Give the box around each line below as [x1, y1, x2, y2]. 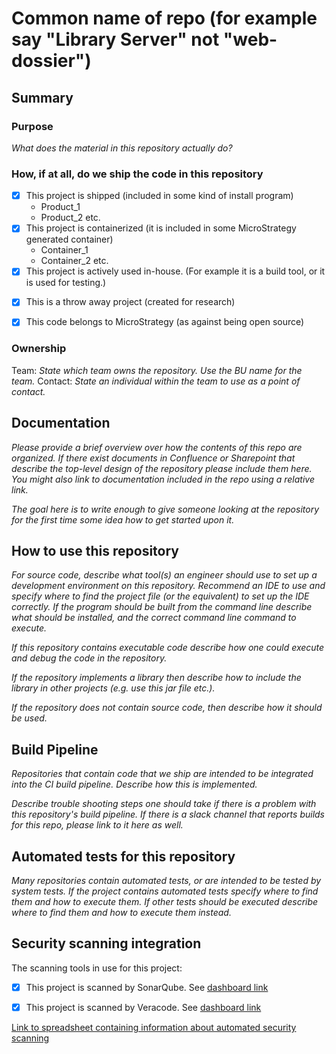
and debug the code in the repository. [11, 652, 168, 664]
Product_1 [40, 201, 81, 213]
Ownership [11, 342, 67, 356]
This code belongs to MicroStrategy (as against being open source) [25, 316, 305, 328]
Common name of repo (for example [11, 7, 318, 30]
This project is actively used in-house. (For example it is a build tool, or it [25, 265, 326, 277]
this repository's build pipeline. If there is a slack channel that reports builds [11, 808, 325, 821]
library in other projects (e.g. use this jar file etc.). [11, 682, 216, 694]
